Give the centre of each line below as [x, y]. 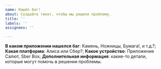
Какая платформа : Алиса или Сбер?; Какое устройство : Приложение [80, 51]
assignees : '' [20, 28]
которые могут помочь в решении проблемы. [54, 62]
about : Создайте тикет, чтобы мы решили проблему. [58, 14]
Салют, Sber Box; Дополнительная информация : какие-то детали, [76, 56]
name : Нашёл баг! [23, 10]
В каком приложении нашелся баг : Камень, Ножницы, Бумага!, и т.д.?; [81, 46]
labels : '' [16, 23]
